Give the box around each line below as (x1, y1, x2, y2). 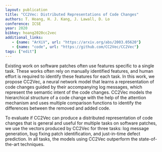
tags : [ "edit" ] (5, 49, 37, 54)
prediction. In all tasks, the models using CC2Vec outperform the (5, 136, 138, 142)
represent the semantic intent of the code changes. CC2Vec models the (5, 89, 153, 95)
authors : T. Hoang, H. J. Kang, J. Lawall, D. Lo (5, 16, 110, 21)
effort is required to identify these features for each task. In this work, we (5, 73, 155, 79)
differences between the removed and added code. (5, 105, 111, 111)
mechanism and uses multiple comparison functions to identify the (5, 100, 142, 106)
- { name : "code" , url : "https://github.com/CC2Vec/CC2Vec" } (11, 44, 139, 49)
